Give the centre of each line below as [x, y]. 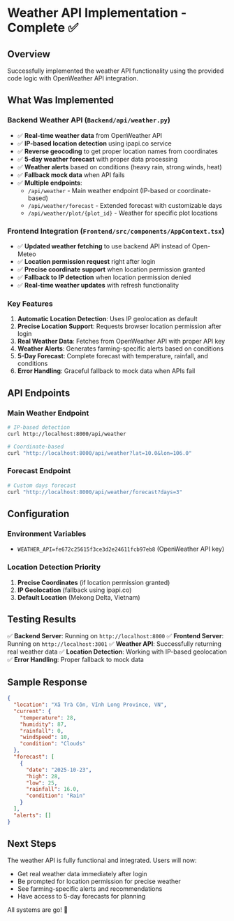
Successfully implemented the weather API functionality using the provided [116, 71]
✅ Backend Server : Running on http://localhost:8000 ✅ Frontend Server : [116, 636]
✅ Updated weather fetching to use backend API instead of [104, 246]
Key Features [30, 304]
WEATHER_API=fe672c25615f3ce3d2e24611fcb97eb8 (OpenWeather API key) [121, 549]
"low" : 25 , [42, 783]
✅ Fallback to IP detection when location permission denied [104, 277]
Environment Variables [47, 533]
